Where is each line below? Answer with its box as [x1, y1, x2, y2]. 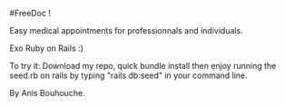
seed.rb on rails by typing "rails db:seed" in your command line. [9, 70, 248, 81]
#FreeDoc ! [9, 8, 52, 18]
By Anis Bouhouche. [9, 88, 85, 98]
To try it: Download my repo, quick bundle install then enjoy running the [9, 61, 277, 71]
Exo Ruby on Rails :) [9, 43, 84, 53]
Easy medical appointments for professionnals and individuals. [9, 25, 243, 35]
